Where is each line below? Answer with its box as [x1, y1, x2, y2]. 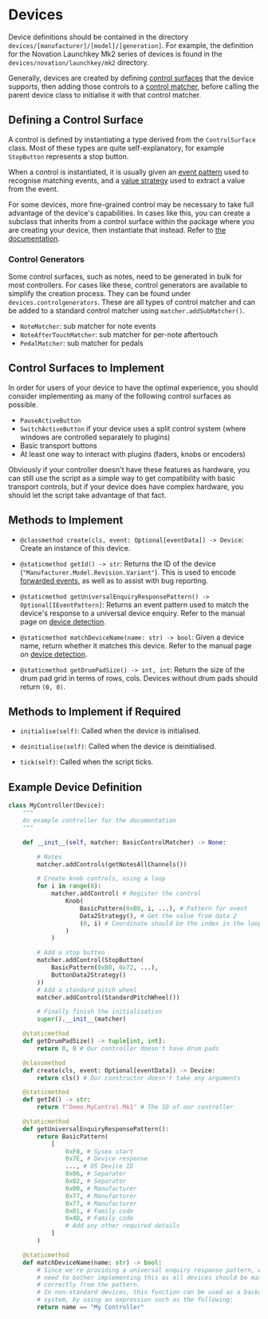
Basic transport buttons [19, 440, 97, 450]
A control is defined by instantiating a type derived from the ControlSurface [8, 134, 257, 144]
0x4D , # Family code [65, 1214, 134, 1222]
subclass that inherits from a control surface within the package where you [8, 216, 255, 226]
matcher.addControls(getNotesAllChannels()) [37, 860, 187, 868]
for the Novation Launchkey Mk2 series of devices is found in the [8, 49, 223, 58]
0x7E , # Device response [65, 1155, 148, 1163]
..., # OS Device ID [65, 1162, 134, 1170]
